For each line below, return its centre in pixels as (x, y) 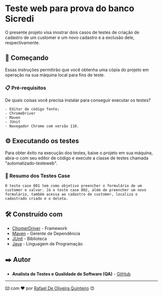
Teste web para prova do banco (70, 9)
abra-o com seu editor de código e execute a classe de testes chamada (77, 158)
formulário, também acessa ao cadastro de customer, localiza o (71, 194)
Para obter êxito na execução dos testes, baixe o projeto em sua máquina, (79, 153)
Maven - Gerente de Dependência (46, 233)
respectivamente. (23, 42)
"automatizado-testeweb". (31, 163)
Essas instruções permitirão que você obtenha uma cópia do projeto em (77, 70)
